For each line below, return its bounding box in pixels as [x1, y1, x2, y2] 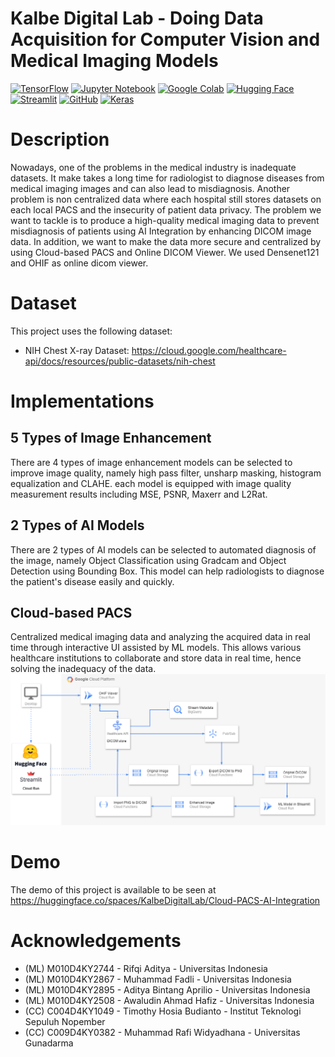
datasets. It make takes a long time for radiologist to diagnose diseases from [10, 172, 325, 184]
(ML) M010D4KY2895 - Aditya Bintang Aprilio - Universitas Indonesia [24, 983, 311, 996]
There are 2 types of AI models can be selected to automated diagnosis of [10, 543, 317, 556]
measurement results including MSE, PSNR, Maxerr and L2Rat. [10, 488, 268, 500]
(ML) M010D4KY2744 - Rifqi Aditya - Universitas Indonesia [24, 962, 268, 974]
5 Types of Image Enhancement [10, 430, 212, 447]
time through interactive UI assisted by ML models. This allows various [10, 642, 302, 654]
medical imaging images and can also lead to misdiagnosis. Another [10, 182, 291, 194]
